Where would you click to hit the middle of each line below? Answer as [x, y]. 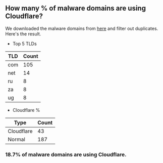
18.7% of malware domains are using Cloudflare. [66, 154]
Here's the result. [23, 34]
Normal [16, 139]
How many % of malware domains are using [76, 8]
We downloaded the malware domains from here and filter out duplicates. [82, 28]
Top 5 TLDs [24, 44]
